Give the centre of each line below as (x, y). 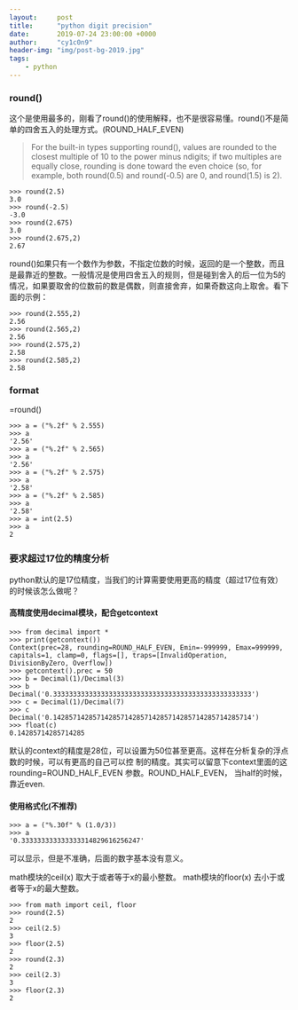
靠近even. (27, 784)
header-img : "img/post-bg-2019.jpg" (77, 51)
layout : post (41, 17)
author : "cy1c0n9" (51, 42)
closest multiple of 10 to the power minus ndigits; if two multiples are (156, 157)
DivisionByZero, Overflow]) (61, 663)
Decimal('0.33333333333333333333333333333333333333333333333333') (134, 694)
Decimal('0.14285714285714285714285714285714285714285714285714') (134, 717)
